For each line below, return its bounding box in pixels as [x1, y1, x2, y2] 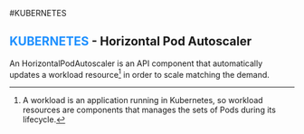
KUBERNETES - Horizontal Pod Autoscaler [9, 33, 252, 49]
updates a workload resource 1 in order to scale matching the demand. [9, 67, 270, 80]
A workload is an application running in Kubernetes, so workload [22, 95, 264, 106]
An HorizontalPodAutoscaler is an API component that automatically [9, 58, 263, 69]
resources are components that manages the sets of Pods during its [22, 104, 276, 116]
